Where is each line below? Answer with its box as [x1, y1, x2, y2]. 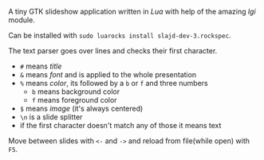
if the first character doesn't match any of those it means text [19, 121, 222, 130]
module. [8, 15, 36, 25]
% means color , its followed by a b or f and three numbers [19, 79, 209, 88]
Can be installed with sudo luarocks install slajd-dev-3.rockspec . [8, 31, 231, 40]
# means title [19, 61, 62, 71]
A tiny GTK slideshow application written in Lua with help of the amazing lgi [8, 7, 257, 16]
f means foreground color [31, 96, 117, 104]
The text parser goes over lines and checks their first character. [8, 46, 218, 55]
